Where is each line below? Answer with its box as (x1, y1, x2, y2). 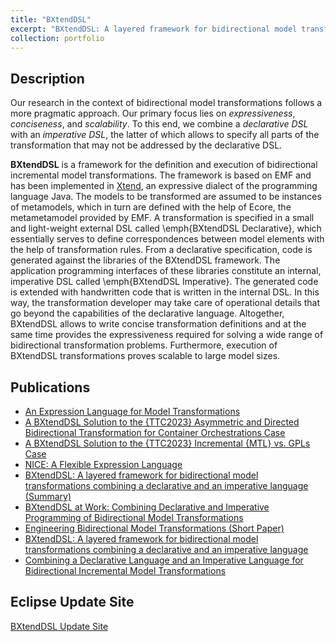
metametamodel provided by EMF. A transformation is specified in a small (10, 212, 315, 224)
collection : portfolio (10, 33, 105, 43)
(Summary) (24, 491, 72, 502)
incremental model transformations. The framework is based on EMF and (10, 169, 312, 181)
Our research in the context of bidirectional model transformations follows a (10, 97, 323, 109)
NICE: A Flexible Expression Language (24, 459, 183, 470)
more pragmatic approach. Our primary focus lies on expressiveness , (10, 107, 296, 120)
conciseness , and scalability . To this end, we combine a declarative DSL (10, 118, 309, 130)
